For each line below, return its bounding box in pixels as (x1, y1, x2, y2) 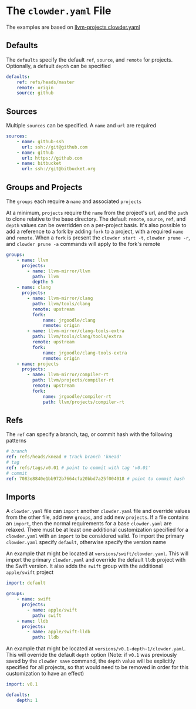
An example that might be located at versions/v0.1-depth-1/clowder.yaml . (6, 645, 186, 652)
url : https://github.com (21, 155, 83, 161)
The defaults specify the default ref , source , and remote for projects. (6, 56, 173, 63)
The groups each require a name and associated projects (6, 198, 142, 205)
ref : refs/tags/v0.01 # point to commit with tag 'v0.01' (6, 465, 151, 471)
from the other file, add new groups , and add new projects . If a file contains (6, 514, 189, 521)
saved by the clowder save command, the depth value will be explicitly (6, 657, 175, 664)
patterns (6, 437, 26, 444)
